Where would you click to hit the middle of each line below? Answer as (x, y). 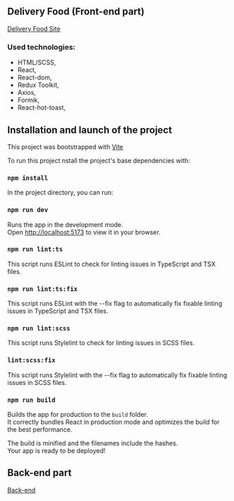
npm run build (31, 400)
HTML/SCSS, (37, 62)
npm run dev (28, 210)
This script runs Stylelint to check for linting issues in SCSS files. (101, 343)
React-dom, (35, 78)
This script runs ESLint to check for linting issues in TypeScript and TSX (112, 264)
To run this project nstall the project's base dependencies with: (99, 160)
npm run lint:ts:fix (43, 289)
